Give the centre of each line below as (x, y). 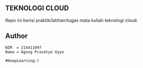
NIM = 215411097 (23, 47)
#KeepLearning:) (22, 60)
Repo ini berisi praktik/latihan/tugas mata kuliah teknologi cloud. (72, 20)
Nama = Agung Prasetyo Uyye (35, 52)
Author (16, 36)
